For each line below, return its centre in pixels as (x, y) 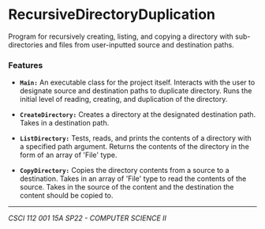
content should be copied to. (66, 196)
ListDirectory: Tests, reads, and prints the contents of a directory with (136, 138)
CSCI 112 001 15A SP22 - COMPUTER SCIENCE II (88, 218)
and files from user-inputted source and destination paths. (139, 44)
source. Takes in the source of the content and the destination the (127, 187)
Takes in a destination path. (64, 123)
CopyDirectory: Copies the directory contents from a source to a (125, 171)
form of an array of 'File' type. (68, 155)
